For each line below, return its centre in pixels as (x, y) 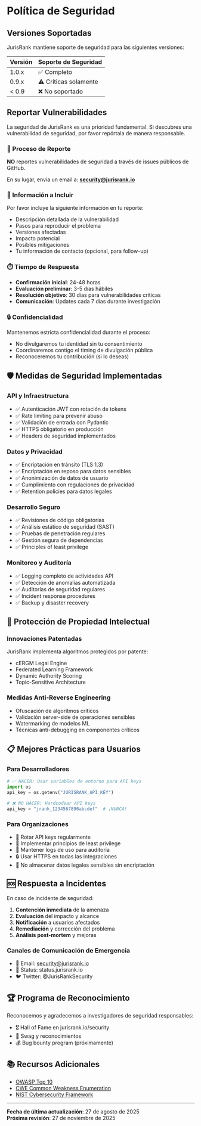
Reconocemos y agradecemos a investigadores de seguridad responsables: (100, 1015)
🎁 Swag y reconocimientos (48, 1036)
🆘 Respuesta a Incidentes (57, 884)
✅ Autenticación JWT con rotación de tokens (71, 409)
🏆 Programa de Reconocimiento (68, 998)
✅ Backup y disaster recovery (52, 603)
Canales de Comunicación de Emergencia (69, 950)
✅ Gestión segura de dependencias (59, 540)
